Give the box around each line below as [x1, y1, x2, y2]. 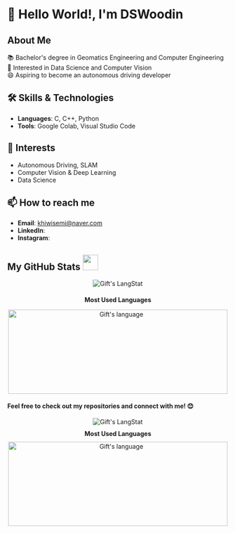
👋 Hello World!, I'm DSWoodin [7, 6, 184, 22]
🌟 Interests [7, 142, 56, 154]
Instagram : [17, 234, 51, 242]
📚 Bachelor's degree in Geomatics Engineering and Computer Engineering [7, 53, 224, 62]
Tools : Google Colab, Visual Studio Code [17, 121, 135, 130]
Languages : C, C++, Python [17, 114, 100, 122]
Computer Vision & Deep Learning [17, 168, 116, 176]
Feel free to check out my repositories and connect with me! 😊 [7, 402, 194, 410]
